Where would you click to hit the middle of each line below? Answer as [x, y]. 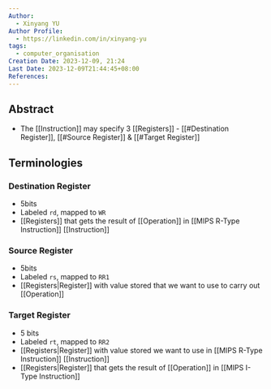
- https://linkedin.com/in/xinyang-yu [82, 39]
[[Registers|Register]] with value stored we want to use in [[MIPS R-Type [141, 350]
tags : [17, 46]
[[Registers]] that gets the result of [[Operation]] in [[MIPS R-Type [130, 221]
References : [28, 76]
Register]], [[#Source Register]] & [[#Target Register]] [110, 137]
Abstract [31, 109]
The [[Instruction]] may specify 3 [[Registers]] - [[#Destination [125, 129]
